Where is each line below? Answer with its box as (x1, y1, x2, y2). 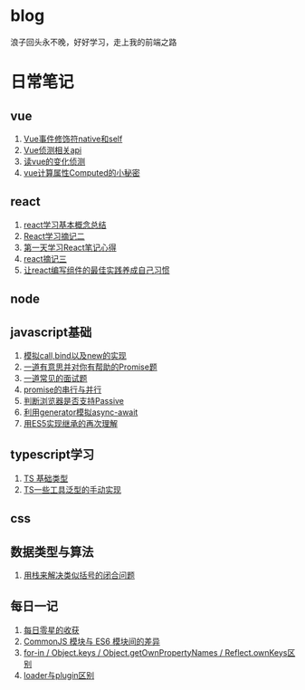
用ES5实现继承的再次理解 (23, 417, 119, 428)
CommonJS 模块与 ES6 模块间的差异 (23, 636, 161, 647)
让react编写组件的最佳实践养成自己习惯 (23, 264, 170, 275)
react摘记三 (23, 253, 67, 264)
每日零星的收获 (23, 624, 80, 635)
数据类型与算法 (10, 544, 94, 560)
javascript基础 (10, 324, 92, 340)
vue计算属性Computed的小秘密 (23, 167, 141, 177)
